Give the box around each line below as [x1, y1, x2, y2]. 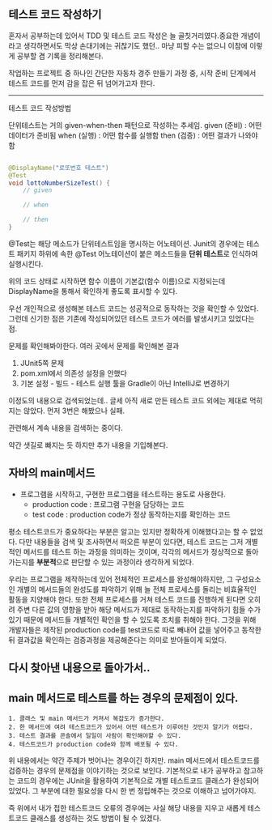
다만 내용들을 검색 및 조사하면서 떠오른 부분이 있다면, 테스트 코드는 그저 [19, 537, 244, 547]
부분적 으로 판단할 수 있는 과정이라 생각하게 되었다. [36, 557, 194, 567]
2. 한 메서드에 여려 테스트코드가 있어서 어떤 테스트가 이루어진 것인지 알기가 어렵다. [8, 723, 253, 731]
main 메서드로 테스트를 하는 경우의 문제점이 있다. [8, 691, 239, 704]
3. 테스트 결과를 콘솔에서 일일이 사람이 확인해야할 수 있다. [8, 731, 182, 739]
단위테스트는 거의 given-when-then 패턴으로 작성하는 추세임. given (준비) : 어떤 [8, 120, 262, 130]
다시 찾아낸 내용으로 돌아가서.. [8, 661, 151, 675]
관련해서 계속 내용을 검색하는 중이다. [8, 423, 123, 432]
